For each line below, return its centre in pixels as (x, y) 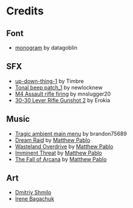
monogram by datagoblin (46, 47)
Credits (25, 11)
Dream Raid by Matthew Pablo (52, 140)
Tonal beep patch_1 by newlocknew (59, 87)
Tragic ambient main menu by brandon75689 (71, 133)
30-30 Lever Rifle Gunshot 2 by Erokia (62, 100)
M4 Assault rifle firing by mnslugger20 (63, 94)
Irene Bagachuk (34, 199)
